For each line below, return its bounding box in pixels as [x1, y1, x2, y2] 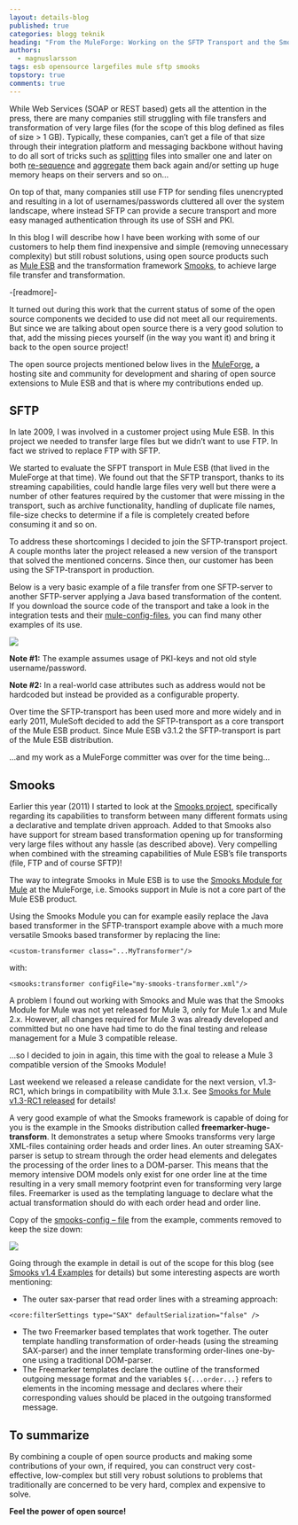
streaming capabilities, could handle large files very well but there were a [9, 481, 277, 492]
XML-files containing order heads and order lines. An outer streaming [9, 1141, 263, 1152]
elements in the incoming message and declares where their [21, 1383, 243, 1394]
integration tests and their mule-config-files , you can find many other [9, 610, 263, 621]
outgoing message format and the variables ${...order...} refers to [21, 1373, 273, 1384]
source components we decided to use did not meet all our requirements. [9, 313, 278, 324]
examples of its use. [9, 620, 82, 630]
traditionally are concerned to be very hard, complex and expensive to [9, 1480, 266, 1490]
